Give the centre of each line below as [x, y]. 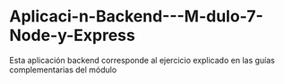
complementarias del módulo [63, 70]
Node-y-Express [73, 35]
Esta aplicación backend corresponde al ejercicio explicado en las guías [142, 60]
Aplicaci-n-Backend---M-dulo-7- [137, 17]
